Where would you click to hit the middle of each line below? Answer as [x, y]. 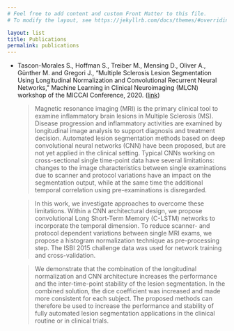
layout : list [26, 33]
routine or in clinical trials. [72, 321]
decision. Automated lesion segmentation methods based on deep [130, 138]
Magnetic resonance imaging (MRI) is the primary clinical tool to [126, 109]
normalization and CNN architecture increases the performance [126, 277]
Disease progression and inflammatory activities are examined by [128, 123]
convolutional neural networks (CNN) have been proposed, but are [130, 146]
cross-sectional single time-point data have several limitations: [124, 160]
